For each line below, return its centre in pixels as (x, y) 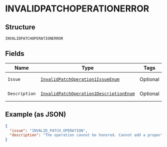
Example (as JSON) (36, 114)
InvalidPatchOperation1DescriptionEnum (88, 93)
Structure (20, 27)
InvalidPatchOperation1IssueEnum (80, 79)
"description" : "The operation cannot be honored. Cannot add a (78, 135)
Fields (15, 54)
